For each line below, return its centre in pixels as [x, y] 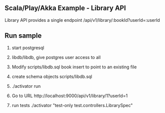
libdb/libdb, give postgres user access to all [56, 57]
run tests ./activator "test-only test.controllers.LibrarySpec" [72, 105]
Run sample [23, 36]
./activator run [26, 86]
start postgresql [28, 48]
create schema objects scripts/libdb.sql [52, 76]
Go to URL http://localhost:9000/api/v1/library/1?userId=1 [70, 96]
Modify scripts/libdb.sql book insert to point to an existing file [74, 67]
